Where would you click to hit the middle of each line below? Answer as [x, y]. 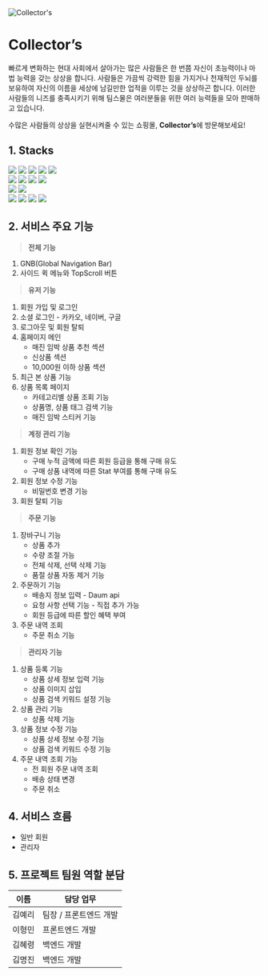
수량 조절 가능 [53, 554]
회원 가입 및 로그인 [49, 306]
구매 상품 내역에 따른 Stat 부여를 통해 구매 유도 [104, 470]
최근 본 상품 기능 [46, 377]
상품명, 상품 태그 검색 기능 [72, 406]
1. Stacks [31, 151]
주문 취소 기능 [53, 634]
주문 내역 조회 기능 [49, 758]
